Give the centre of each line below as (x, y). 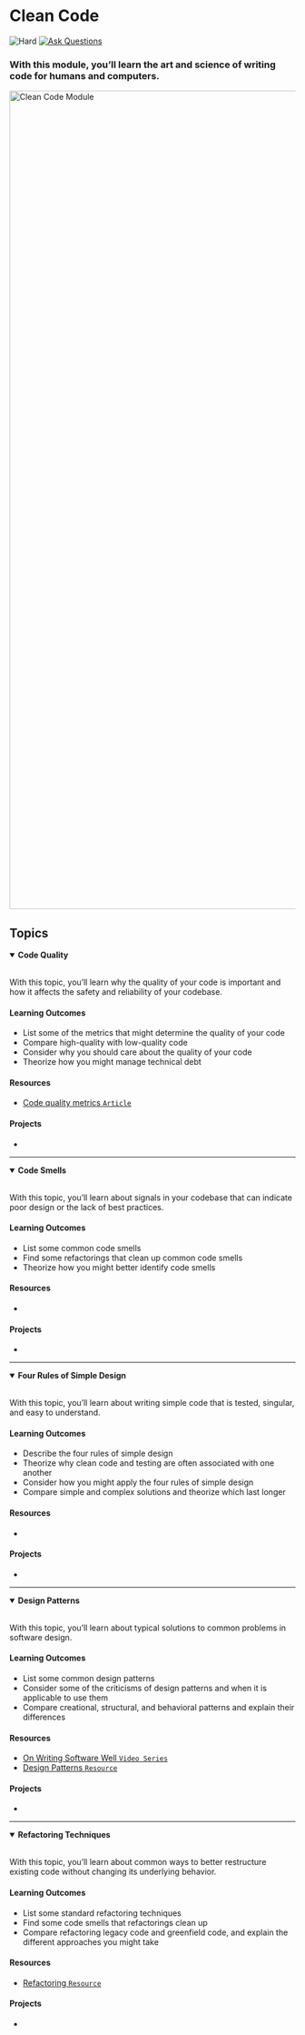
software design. (41, 1637)
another (37, 1473)
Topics (29, 933)
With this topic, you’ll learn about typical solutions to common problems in (148, 1628)
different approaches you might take (90, 1941)
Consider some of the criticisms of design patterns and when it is (145, 1689)
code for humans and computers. (85, 75)
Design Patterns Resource (70, 1768)
